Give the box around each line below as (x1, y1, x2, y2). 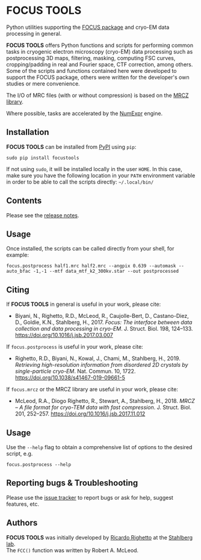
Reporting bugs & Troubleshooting (6, 478, 138, 488)
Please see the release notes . (6, 211, 79, 219)
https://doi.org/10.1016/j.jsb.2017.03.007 (14, 332, 113, 339)
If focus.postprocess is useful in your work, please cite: (6, 343, 143, 350)
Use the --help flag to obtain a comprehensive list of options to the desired (6, 444, 193, 450)
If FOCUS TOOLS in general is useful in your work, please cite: (6, 300, 161, 308)
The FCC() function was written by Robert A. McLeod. (6, 546, 139, 554)
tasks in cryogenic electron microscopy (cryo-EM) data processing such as (6, 48, 193, 55)
